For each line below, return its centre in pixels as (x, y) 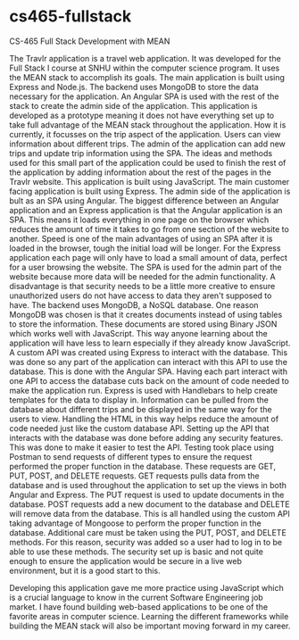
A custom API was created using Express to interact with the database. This (149, 352)
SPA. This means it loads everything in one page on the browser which (139, 220)
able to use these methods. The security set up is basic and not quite (136, 552)
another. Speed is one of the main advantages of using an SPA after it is (141, 238)
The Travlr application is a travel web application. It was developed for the (145, 58)
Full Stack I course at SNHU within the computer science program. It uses (145, 68)
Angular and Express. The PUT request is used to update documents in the (147, 495)
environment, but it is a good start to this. (85, 570)
